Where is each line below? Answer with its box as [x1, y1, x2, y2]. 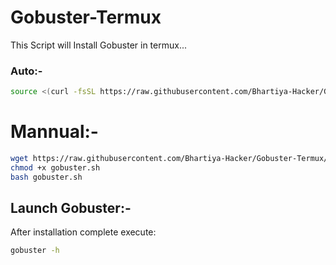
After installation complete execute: [10, 226, 157, 238]
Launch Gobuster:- [10, 200, 132, 217]
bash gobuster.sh [10, 172, 83, 182]
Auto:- [10, 64, 43, 78]
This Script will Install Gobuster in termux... [10, 39, 187, 51]
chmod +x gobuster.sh [10, 162, 101, 173]
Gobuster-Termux [10, 6, 162, 29]
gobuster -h [10, 246, 60, 256]
